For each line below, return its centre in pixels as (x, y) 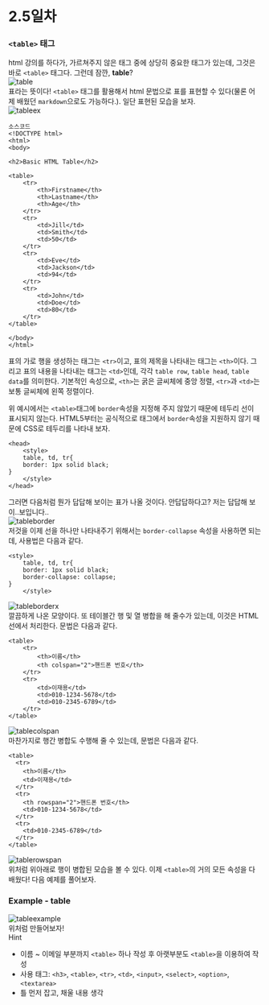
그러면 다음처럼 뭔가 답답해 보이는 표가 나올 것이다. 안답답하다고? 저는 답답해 (128, 502)
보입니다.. (34, 512)
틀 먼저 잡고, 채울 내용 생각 (62, 992)
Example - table (39, 901)
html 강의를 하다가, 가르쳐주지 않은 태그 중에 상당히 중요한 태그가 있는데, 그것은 (132, 63)
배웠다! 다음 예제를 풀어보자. (52, 879)
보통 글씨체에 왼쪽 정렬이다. (51, 391)
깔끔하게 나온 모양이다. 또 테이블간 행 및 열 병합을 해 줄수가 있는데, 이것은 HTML (134, 616)
